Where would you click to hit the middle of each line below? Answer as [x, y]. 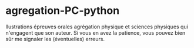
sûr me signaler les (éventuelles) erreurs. [55, 39]
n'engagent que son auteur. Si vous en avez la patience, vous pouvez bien [96, 32]
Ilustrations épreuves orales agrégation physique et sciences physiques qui [97, 27]
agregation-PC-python [63, 11]
